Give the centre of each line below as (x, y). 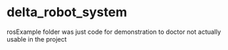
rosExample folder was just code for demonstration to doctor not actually (114, 32)
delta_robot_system (67, 12)
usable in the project (37, 39)
